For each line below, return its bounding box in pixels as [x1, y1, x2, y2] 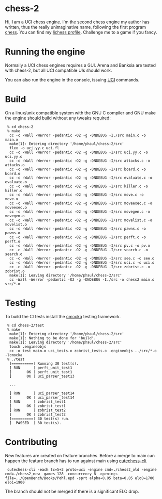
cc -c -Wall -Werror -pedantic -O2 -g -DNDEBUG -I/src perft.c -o [9, 235, 146, 240]
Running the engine [5, 47, 86, 57]
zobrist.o [5, 269, 25, 274]
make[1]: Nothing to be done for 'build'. [9, 336, 96, 340]
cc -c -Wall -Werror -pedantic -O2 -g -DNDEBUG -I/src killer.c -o [9, 184, 148, 189]
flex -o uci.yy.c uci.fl [9, 145, 59, 150]
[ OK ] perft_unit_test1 [9, 370, 73, 374]
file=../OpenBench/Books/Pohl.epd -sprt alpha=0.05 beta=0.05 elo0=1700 [5, 476, 155, 481]
